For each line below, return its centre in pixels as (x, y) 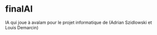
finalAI (19, 9)
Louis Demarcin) (22, 27)
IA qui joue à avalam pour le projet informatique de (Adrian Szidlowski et (78, 22)
